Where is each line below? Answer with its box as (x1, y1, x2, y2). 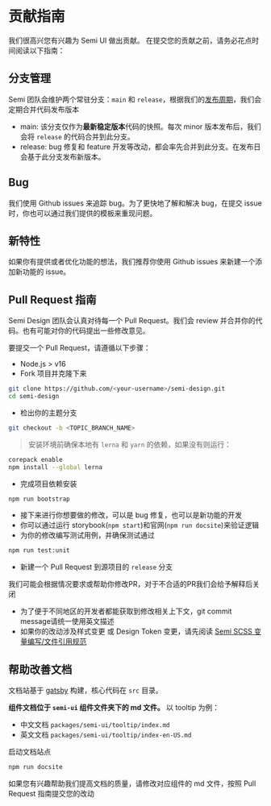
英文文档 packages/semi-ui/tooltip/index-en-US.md (19, 730, 192, 740)
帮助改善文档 (8, 663, 73, 676)
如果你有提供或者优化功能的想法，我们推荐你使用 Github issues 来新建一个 (8, 257, 256, 267)
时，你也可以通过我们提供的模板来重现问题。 (8, 208, 157, 218)
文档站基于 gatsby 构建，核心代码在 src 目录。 (8, 686, 163, 696)
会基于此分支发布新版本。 (19, 152, 106, 161)
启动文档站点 (8, 747, 51, 757)
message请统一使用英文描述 (19, 617, 115, 626)
